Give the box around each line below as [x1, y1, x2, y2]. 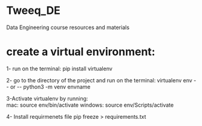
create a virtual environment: [6, 45, 155, 59]
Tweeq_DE [6, 4, 60, 18]
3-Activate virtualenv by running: [6, 94, 88, 102]
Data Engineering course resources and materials [6, 24, 130, 31]
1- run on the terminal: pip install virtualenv [6, 65, 113, 72]
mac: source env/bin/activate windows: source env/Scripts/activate [6, 101, 174, 108]
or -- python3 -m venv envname [10, 83, 91, 90]
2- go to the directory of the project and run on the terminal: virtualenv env [6, 76, 192, 84]
